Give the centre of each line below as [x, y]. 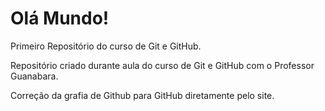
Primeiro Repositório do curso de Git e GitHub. [106, 46]
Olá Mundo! [60, 18]
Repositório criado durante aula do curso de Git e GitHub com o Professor [162, 65]
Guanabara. [34, 76]
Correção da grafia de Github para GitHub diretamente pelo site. [142, 95]
